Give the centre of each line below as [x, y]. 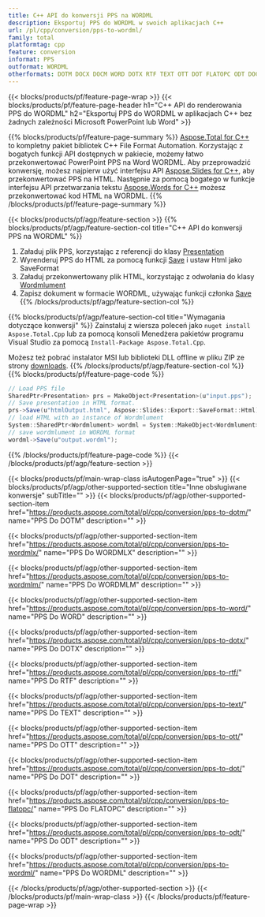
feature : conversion [42, 52]
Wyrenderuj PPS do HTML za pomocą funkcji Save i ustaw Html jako [131, 259]
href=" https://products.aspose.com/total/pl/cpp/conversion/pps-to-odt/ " [127, 832]
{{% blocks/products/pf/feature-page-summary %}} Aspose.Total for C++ [129, 137]
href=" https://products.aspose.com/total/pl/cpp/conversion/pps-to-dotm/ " [130, 512]
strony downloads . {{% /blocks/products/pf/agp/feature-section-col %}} [126, 365]
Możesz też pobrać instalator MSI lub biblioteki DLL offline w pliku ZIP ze [126, 357]
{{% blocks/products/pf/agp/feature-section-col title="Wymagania [117, 317]
